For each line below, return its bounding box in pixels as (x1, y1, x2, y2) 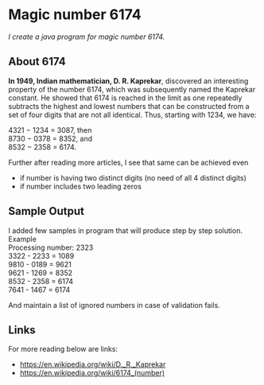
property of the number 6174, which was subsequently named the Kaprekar (8, 84, 256, 94)
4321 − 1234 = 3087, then (8, 125, 92, 134)
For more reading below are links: (8, 344, 118, 354)
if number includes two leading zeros (19, 181, 142, 191)
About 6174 (8, 55, 66, 68)
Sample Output (8, 204, 85, 218)
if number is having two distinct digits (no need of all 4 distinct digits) (19, 173, 247, 182)
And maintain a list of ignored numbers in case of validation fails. (8, 300, 220, 309)
